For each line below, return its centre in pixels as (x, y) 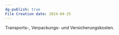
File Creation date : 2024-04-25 (38, 14)
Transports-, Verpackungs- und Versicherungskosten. (60, 27)
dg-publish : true (23, 9)
